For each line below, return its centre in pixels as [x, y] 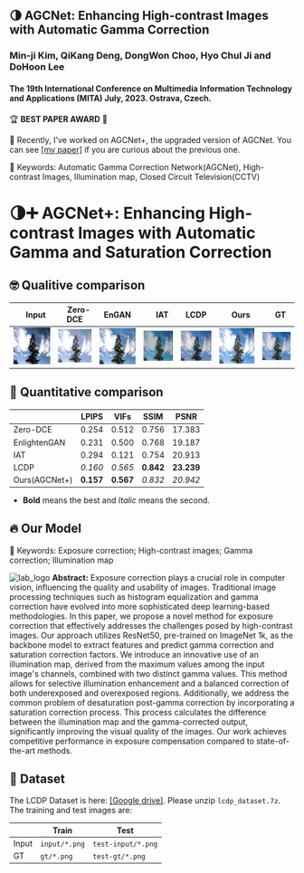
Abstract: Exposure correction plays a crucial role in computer [169, 577]
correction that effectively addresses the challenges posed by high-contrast [151, 625]
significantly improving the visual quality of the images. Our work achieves [148, 731]
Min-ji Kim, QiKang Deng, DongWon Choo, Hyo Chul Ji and [140, 56]
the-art [23, 750]
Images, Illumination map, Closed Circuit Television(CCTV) [151, 176]
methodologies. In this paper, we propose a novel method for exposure [142, 616]
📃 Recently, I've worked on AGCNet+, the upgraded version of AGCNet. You [151, 139]
